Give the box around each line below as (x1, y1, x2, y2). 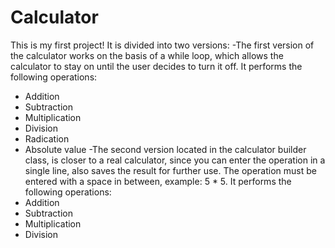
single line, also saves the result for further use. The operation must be (24, 164, 317, 176)
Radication (24, 132, 70, 145)
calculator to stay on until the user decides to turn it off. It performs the (10, 60, 303, 72)
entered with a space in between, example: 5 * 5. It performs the (24, 175, 292, 187)
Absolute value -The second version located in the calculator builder (24, 143, 307, 155)
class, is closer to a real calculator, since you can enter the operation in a (24, 154, 326, 166)
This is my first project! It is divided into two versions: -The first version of (10, 39, 315, 51)
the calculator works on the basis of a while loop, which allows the (10, 49, 284, 61)
